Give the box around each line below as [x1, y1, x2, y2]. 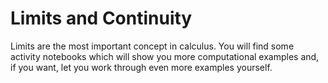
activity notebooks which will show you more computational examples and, [10, 50, 320, 62]
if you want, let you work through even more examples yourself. [10, 61, 273, 73]
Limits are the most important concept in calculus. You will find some [10, 40, 295, 52]
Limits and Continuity [10, 7, 193, 30]
